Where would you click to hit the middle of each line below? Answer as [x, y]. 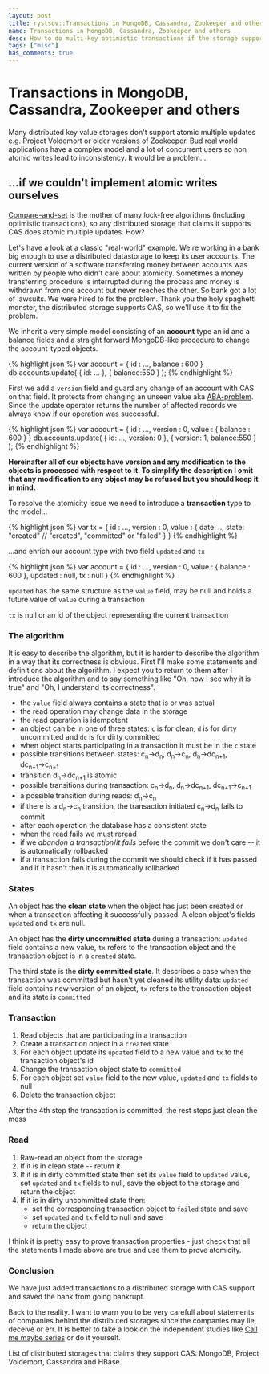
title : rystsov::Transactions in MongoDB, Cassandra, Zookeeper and [125, 23]
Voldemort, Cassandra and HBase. [65, 1362]
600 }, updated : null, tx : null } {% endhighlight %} [92, 575]
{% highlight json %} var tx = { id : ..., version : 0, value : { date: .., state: [126, 527]
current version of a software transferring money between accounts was [128, 264]
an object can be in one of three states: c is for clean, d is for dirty [128, 728]
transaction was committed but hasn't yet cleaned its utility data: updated [128, 980]
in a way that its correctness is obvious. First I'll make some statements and [133, 662]
